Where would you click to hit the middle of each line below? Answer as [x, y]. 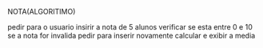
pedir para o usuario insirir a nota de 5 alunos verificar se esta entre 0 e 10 [130, 27]
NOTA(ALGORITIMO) [42, 12]
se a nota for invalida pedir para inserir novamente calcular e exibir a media [131, 36]
